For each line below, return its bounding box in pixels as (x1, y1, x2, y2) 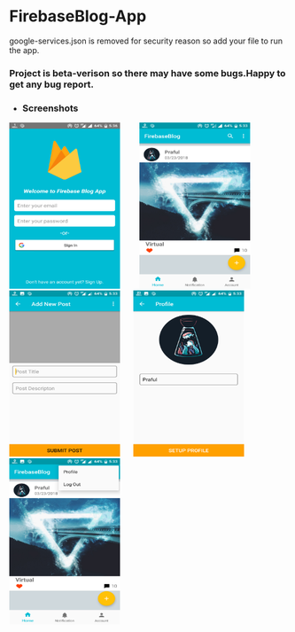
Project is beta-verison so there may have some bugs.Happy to (9, 66, 286, 79)
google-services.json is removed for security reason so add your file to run (9, 35, 283, 46)
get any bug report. (9, 78, 95, 90)
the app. (9, 44, 40, 55)
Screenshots (21, 102, 79, 114)
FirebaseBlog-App (9, 6, 147, 27)
